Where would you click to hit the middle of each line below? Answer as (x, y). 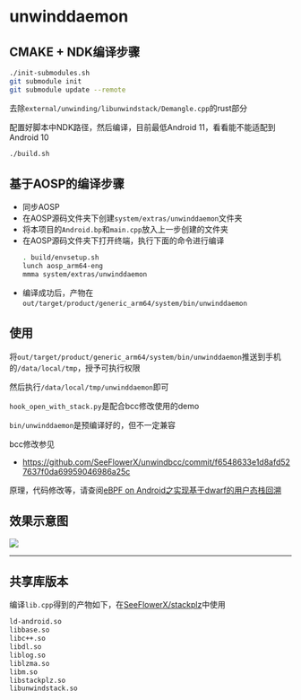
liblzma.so (30, 663)
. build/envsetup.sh (60, 258)
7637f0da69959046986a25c (76, 471)
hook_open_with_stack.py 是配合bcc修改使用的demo (104, 406)
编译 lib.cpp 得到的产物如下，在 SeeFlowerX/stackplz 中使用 (117, 605)
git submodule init (46, 81)
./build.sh (30, 153)
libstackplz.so (38, 680)
